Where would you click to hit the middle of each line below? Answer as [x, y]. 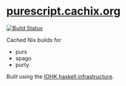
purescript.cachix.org [64, 11]
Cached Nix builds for [34, 40]
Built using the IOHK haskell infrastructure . [60, 76]
